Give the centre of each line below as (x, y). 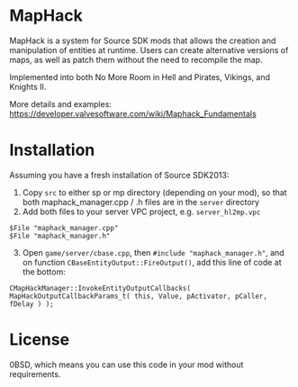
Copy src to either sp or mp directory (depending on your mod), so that (154, 192)
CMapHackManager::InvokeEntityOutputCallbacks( (100, 288)
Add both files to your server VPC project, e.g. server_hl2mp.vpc (141, 211)
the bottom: (44, 272)
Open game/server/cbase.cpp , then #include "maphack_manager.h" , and (154, 252)
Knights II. (28, 86)
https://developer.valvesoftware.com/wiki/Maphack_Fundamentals (133, 113)
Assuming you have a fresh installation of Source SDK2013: (119, 175)
